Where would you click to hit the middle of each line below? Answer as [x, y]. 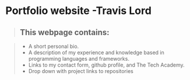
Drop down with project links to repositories [81, 71]
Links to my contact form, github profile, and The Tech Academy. [106, 65]
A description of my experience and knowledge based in [96, 53]
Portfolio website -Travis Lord [79, 11]
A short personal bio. [54, 46]
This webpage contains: [64, 32]
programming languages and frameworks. [79, 59]
